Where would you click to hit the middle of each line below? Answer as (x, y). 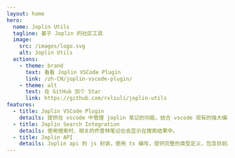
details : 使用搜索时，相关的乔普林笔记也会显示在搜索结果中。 (99, 131)
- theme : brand (41, 66)
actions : (26, 59)
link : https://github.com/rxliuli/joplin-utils (96, 99)
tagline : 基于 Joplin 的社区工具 (58, 33)
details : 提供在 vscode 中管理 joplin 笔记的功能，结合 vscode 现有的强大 (121, 117)
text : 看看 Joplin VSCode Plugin (73, 72)
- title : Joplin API (43, 137)
